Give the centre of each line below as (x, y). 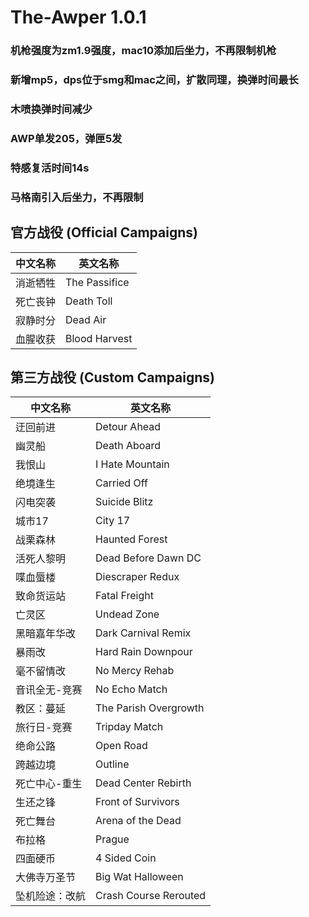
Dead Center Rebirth (143, 783)
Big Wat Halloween (139, 877)
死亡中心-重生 (49, 784)
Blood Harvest (99, 338)
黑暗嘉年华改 (46, 634)
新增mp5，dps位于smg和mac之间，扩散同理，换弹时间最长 (154, 80)
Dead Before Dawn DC (148, 558)
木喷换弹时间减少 (51, 109)
